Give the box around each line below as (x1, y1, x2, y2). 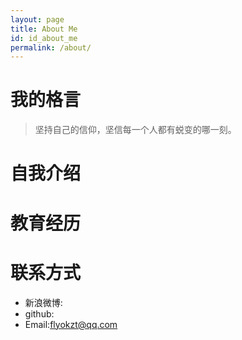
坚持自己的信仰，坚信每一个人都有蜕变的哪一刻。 (34, 124, 237, 136)
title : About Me (10, 24, 78, 34)
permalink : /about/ (10, 42, 92, 53)
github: (24, 307, 55, 320)
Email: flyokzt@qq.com (24, 318, 118, 330)
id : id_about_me (10, 33, 78, 43)
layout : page (10, 14, 65, 25)
